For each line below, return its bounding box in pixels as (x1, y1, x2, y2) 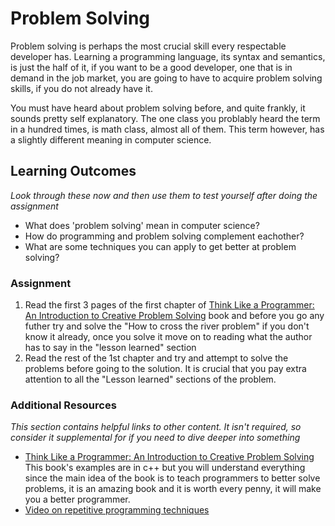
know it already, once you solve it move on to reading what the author (24, 331, 313, 343)
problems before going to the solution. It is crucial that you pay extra (24, 363, 307, 375)
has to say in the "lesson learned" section (24, 342, 197, 354)
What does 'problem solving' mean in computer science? (24, 219, 260, 231)
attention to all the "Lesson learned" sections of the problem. (24, 373, 277, 386)
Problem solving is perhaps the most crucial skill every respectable (10, 40, 287, 52)
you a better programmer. (24, 493, 131, 506)
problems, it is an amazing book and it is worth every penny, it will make (24, 483, 322, 495)
